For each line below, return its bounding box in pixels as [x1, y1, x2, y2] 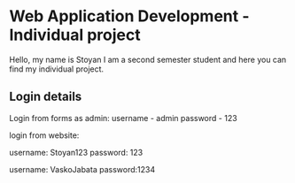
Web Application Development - [9, 6, 250, 27]
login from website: [9, 130, 80, 141]
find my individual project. [9, 64, 105, 74]
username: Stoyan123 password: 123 [9, 147, 144, 157]
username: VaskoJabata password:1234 [9, 164, 156, 174]
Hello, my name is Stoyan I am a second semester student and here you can [9, 54, 287, 65]
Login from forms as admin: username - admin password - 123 [9, 112, 237, 123]
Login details [9, 89, 82, 104]
